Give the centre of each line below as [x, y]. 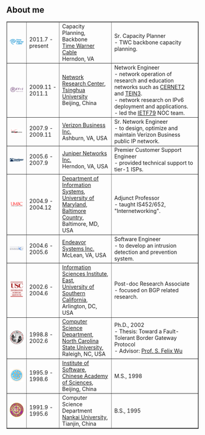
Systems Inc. [78, 249]
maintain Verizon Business [147, 135]
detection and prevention [146, 252]
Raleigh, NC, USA [84, 354]
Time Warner [78, 46]
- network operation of [143, 74]
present [39, 46]
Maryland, [75, 204]
